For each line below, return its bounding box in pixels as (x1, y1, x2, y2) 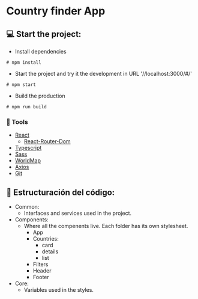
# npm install (6, 60, 42, 66)
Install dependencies (14, 48, 67, 55)
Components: (14, 216, 49, 223)
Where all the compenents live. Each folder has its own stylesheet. (23, 223, 188, 230)
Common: (14, 203, 40, 211)
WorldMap (14, 157, 41, 164)
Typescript (14, 144, 42, 152)
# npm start (6, 82, 36, 88)
